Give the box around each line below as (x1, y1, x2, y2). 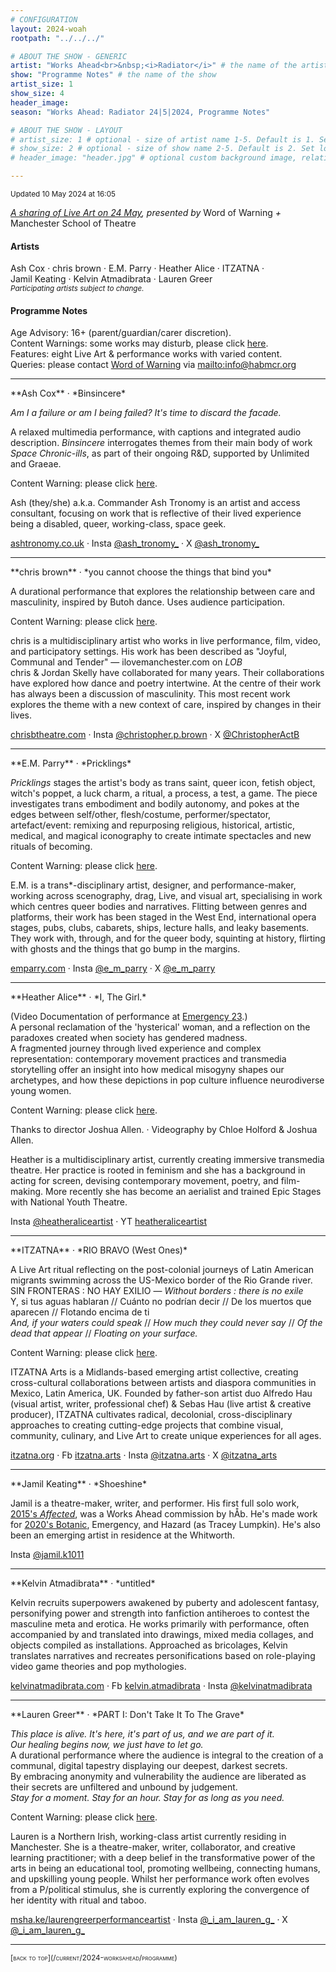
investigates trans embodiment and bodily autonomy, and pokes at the (10, 798, 300, 810)
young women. (10, 1085, 72, 1097)
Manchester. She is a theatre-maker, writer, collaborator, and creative (10, 1841, 296, 1853)
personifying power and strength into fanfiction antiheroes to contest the (10, 1607, 310, 1620)
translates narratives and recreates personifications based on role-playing (10, 1650, 316, 1662)
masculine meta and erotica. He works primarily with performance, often (10, 1618, 310, 1630)
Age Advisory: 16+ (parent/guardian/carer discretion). (10, 327, 232, 339)
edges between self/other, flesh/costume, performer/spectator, (10, 809, 272, 821)
